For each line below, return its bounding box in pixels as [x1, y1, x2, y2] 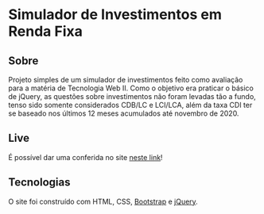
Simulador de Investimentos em [8, 6, 223, 24]
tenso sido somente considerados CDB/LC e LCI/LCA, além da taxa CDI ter [8, 101, 253, 109]
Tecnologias [8, 176, 71, 189]
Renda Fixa [8, 22, 83, 40]
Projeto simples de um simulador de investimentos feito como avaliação [8, 75, 243, 84]
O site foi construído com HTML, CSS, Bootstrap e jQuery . [8, 197, 199, 206]
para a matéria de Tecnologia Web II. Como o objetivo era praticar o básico [8, 83, 254, 93]
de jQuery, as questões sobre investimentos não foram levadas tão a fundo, [8, 92, 256, 101]
